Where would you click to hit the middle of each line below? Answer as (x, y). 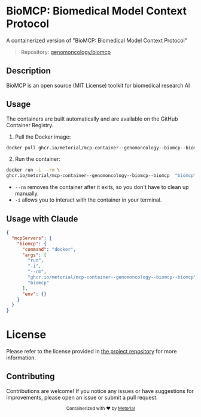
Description (28, 71)
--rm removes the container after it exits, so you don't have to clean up (102, 187)
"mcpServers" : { (32, 238)
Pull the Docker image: (43, 137)
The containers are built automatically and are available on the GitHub (92, 119)
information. (21, 358)
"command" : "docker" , (49, 249)
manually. (27, 194)
